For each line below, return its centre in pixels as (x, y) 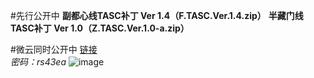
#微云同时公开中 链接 (54, 49)
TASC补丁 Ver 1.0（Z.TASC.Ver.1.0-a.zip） (100, 28)
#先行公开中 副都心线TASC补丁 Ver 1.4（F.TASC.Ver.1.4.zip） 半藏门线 (157, 15)
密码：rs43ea (38, 62)
